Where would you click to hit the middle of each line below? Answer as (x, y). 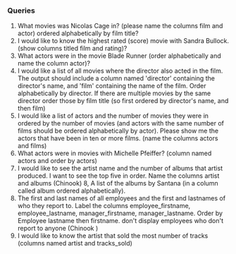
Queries (21, 11)
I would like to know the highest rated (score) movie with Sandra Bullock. (123, 41)
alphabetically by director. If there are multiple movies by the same (114, 93)
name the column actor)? (54, 64)
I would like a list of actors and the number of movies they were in (113, 116)
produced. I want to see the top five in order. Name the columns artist (118, 176)
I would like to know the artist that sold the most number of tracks (113, 236)
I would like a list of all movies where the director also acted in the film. (120, 71)
